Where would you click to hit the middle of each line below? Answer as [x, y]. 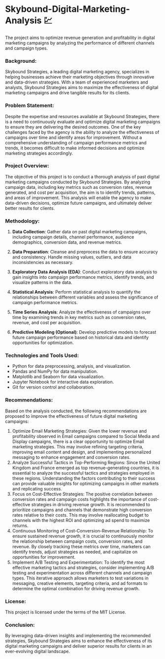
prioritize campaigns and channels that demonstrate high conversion [82, 510]
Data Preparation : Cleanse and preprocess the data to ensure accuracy [85, 252]
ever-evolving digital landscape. [38, 652]
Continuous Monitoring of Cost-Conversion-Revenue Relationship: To [83, 530]
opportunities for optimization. [43, 343]
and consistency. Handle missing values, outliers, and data [72, 257]
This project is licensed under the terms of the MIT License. [66, 612]
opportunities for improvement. [44, 557]
